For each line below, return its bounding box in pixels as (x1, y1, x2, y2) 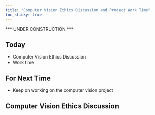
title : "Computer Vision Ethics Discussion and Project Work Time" (5, 7, 151, 13)
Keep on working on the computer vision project (12, 87, 113, 93)
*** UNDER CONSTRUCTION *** (5, 26, 74, 32)
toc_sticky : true (5, 12, 42, 17)
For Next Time (5, 74, 51, 82)
